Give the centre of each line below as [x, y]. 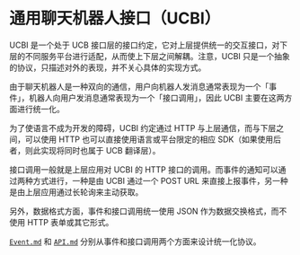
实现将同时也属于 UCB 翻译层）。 [100, 150]
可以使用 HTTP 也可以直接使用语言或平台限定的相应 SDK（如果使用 [149, 139]
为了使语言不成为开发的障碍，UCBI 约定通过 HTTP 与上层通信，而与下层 [143, 127]
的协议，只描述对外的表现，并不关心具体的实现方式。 [108, 67]
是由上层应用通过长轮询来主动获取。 [76, 192]
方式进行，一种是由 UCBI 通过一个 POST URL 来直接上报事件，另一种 [161, 180]
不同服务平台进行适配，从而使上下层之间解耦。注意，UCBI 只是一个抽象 [157, 56]
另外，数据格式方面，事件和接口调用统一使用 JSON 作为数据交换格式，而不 [148, 211]
